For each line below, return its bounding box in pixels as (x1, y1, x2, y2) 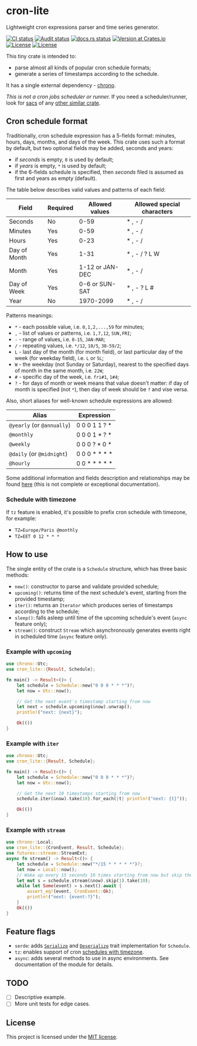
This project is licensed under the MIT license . (6, 1034, 118, 1041)
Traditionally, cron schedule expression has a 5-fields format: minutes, (6, 132, 176, 139)
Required (47, 204, 74, 212)
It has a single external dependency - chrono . (6, 81, 116, 89)
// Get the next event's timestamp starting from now (16, 698, 151, 704)
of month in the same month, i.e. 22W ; (14, 367, 104, 374)
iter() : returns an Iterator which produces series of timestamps (14, 601, 173, 608)
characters (141, 207, 173, 215)
